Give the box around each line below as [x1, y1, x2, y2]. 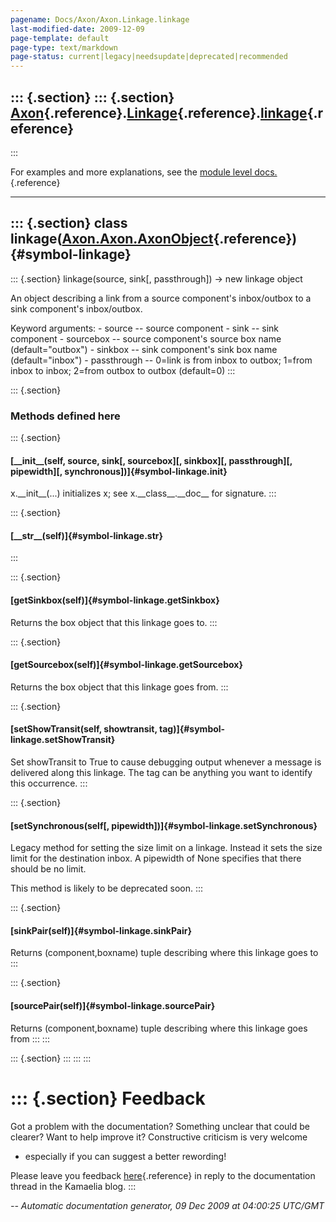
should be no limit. [10, 863, 87, 875]
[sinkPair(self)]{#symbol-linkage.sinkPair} [10, 924, 193, 936]
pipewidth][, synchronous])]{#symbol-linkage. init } [10, 465, 228, 477]
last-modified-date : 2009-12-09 [10, 24, 145, 34]
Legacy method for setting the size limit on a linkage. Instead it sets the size [10, 842, 323, 854]
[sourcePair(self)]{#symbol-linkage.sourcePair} [10, 1000, 216, 1012]
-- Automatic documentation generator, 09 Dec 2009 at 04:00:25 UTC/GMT [10, 1199, 325, 1211]
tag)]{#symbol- [158, 723, 226, 735]
